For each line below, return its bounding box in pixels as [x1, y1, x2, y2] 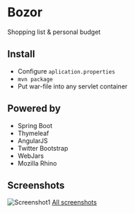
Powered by [7, 103, 61, 115]
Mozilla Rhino [17, 159, 57, 167]
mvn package [17, 76, 53, 83]
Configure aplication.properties [17, 67, 115, 75]
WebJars [17, 151, 45, 160]
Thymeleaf [17, 129, 49, 137]
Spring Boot [17, 121, 53, 129]
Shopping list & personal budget [7, 28, 101, 36]
